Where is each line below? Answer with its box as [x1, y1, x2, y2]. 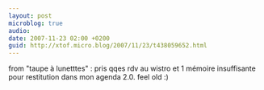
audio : [8, 27, 31, 35]
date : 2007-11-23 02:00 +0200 [8, 34, 111, 43]
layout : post [8, 11, 52, 20]
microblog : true [8, 19, 63, 27]
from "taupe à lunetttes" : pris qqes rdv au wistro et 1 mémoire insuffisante [8, 63, 256, 73]
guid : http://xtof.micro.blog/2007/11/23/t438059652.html [8, 42, 207, 50]
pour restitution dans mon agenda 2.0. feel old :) [8, 72, 170, 82]
